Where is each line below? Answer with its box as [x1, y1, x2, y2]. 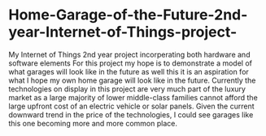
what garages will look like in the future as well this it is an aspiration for [8, 66, 250, 76]
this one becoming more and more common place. [8, 118, 177, 128]
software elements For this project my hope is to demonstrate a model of [8, 58, 252, 68]
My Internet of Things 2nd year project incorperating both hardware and [8, 49, 251, 59]
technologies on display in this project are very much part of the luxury [8, 83, 246, 94]
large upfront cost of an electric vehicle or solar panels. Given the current [8, 101, 255, 111]
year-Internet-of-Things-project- [8, 23, 238, 41]
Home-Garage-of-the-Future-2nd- [8, 6, 248, 24]
